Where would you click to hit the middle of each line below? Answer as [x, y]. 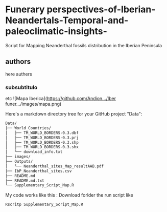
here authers [19, 74]
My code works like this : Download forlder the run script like [69, 195]
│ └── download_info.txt [34, 152]
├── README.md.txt [25, 181]
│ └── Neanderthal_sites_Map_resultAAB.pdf [54, 166]
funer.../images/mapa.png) [33, 104]
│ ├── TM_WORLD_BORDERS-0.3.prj [42, 138]
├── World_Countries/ [28, 128]
